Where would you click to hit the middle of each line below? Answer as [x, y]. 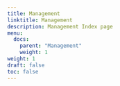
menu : [15, 33]
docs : [22, 40]
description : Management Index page [60, 26]
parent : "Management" [51, 46]
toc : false [23, 71]
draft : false [26, 65]
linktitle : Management [40, 20]
